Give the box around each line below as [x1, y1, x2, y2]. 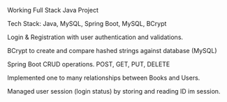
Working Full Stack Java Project [7, 6, 99, 14]
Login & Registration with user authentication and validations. [7, 33, 184, 41]
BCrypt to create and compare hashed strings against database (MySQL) [7, 47, 218, 54]
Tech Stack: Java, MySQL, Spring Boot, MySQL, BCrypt [7, 20, 167, 27]
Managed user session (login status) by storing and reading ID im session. [7, 87, 221, 95]
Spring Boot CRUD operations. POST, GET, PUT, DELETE [7, 60, 170, 68]
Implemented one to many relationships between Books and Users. [7, 73, 200, 82]
